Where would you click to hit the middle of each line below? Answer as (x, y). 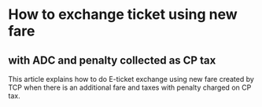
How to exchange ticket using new (123, 15)
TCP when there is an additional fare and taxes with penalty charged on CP (130, 87)
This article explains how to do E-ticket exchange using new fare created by (131, 79)
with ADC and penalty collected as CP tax (112, 60)
